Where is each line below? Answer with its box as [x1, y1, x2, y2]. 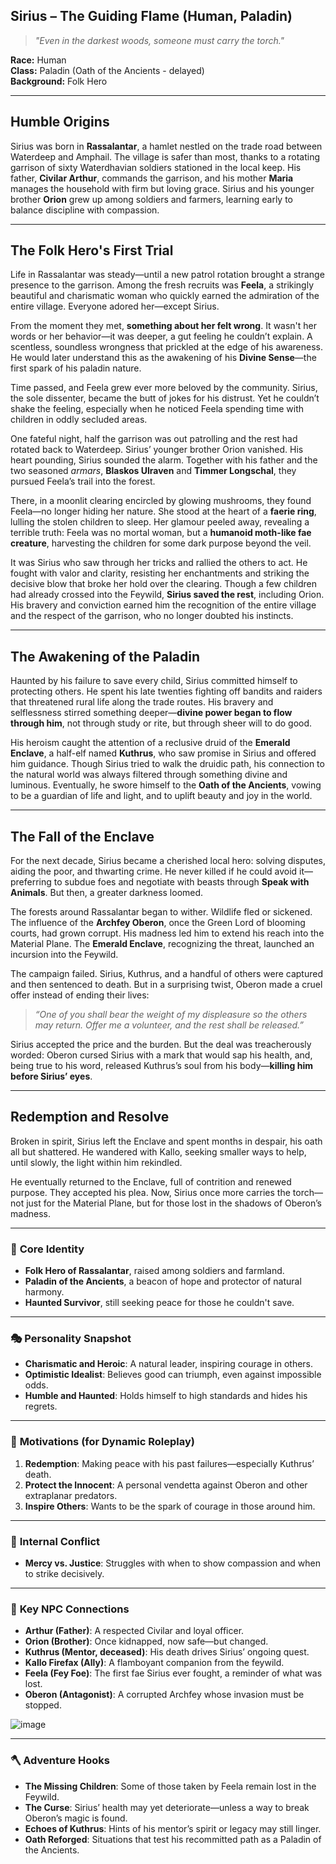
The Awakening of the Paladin [10, 648, 201, 665]
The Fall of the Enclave [10, 828, 155, 845]
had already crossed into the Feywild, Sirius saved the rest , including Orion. [10, 589, 325, 601]
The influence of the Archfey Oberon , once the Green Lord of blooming [10, 917, 306, 929]
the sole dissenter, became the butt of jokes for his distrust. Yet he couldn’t [10, 392, 320, 404]
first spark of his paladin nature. [10, 362, 142, 374]
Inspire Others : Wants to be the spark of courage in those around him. [24, 1500, 316, 1512]
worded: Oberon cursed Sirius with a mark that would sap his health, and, [10, 1049, 313, 1061]
